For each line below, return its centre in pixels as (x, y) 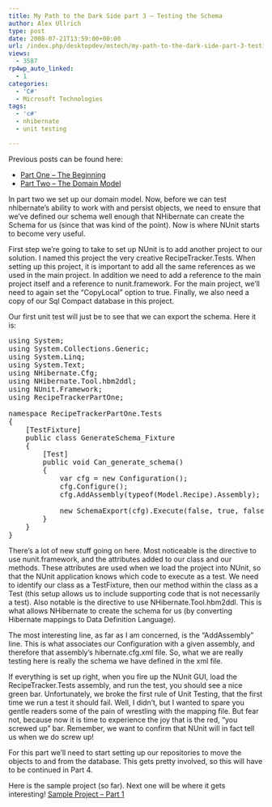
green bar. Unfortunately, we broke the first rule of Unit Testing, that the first (136, 694)
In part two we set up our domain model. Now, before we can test (117, 199)
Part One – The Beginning (63, 174)
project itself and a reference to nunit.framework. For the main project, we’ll (134, 284)
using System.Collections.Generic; (79, 348)
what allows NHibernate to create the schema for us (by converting (121, 611)
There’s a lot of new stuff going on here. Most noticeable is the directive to (132, 550)
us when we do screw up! (51, 737)
